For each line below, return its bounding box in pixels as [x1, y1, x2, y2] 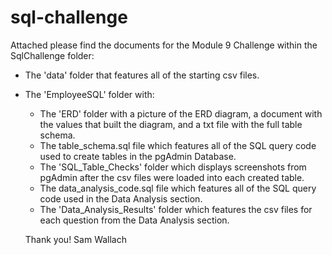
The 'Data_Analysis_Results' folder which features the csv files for [39, 203, 313, 215]
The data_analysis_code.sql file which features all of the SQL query [39, 182, 317, 194]
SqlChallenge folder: [10, 49, 95, 61]
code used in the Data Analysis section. [39, 192, 203, 205]
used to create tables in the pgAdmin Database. [39, 150, 237, 162]
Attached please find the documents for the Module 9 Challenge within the [10, 39, 318, 51]
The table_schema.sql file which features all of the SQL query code [39, 139, 317, 151]
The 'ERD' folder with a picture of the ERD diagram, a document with [39, 107, 323, 120]
